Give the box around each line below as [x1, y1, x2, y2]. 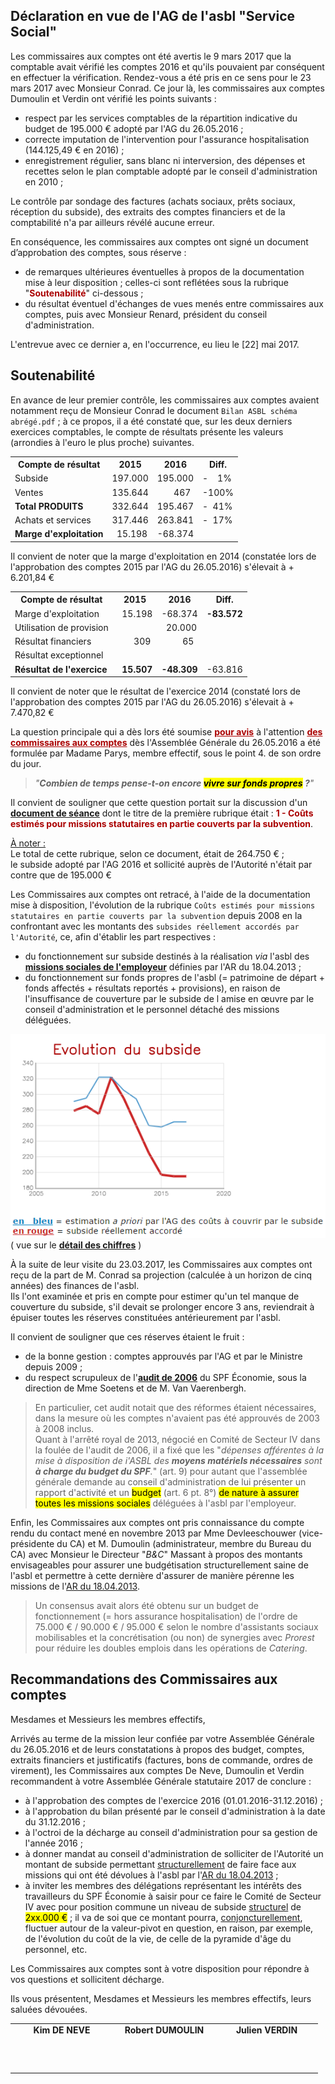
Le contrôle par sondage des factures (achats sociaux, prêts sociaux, [10, 195, 296, 207]
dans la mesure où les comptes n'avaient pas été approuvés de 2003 [34, 1412, 320, 1424]
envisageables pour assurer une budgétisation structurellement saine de [10, 1559, 309, 1571]
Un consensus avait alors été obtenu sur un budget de [34, 1599, 259, 1611]
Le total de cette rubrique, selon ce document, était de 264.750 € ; [10, 848, 285, 860]
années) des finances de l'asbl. [10, 1279, 140, 1291]
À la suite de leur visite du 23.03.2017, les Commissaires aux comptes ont [10, 1258, 313, 1270]
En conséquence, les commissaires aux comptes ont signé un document [10, 235, 309, 248]
